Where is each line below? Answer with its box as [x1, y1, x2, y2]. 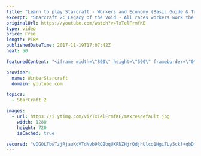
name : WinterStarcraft [11, 75, 68, 81]
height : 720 [17, 124, 47, 131]
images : [6, 108, 26, 114]
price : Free [6, 31, 36, 37]
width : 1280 [17, 119, 47, 125]
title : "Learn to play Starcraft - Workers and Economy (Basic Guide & [6, 8, 188, 15]
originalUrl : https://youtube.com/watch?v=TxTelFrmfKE [6, 20, 146, 26]
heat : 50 [6, 48, 28, 54]
